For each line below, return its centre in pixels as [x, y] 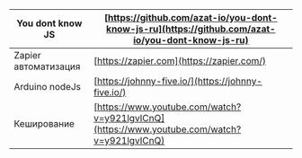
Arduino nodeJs [48, 87]
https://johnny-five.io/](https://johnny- [180, 81]
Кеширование [44, 123]
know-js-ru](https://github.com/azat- [191, 29]
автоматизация [47, 66]
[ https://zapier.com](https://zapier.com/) [180, 61]
